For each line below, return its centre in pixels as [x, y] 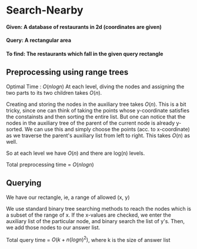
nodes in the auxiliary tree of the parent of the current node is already [91, 123]
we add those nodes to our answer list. [53, 227]
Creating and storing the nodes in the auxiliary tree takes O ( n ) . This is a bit [96, 104]
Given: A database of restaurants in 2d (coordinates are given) [84, 26]
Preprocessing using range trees [67, 72]
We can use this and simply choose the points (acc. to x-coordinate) [107, 129]
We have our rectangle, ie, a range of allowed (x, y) [68, 197]
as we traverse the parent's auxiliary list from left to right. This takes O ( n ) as [98, 135]
